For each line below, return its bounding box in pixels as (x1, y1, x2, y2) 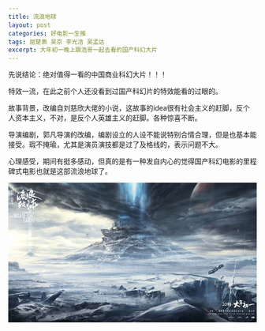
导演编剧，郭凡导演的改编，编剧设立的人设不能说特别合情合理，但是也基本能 (8, 130, 257, 140)
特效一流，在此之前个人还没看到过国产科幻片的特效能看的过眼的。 (8, 87, 222, 96)
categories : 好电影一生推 (8, 29, 87, 37)
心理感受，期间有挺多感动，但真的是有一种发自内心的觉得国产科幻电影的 (8, 156, 243, 166)
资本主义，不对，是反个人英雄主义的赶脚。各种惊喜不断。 (14, 113, 202, 122)
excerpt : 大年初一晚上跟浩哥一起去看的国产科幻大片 (8, 46, 158, 55)
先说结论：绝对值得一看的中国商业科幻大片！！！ (8, 70, 167, 79)
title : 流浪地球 (8, 13, 57, 21)
